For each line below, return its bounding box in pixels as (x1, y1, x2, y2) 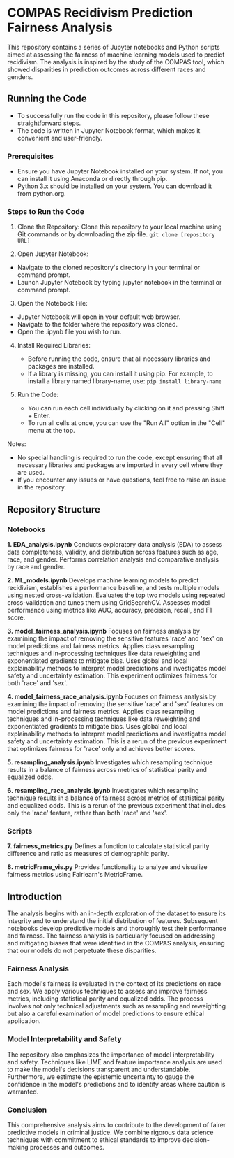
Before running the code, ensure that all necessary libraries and (27, 355, 211, 363)
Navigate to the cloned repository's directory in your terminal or (17, 264, 201, 272)
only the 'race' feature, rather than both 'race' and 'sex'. (7, 809, 168, 817)
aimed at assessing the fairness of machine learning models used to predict (7, 50, 225, 59)
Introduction (7, 890, 63, 903)
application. (7, 1017, 41, 1025)
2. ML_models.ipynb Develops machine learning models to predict (7, 576, 199, 585)
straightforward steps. (17, 119, 81, 127)
